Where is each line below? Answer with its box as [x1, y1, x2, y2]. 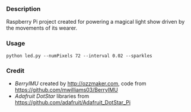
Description [6, 5, 41, 13]
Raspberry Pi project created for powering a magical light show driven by [6, 18, 185, 25]
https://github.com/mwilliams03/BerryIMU [14, 86, 119, 93]
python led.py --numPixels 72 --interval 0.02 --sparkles [6, 53, 152, 59]
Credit [6, 66, 25, 75]
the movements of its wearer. [6, 24, 78, 31]
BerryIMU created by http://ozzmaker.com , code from [14, 79, 147, 87]
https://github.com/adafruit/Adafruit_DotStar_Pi [14, 98, 131, 105]
